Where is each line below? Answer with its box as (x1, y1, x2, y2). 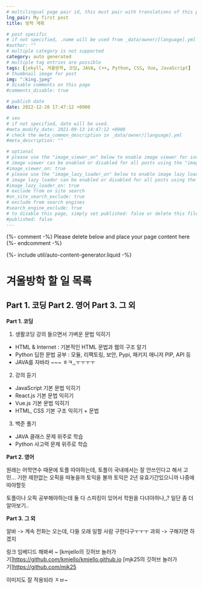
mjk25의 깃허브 (124, 556, 161, 563)
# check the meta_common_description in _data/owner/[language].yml (6, 132, 182, 138)
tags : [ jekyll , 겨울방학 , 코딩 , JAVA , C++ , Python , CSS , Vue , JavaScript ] (6, 65, 192, 71)
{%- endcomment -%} (6, 239, 62, 246)
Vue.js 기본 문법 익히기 (14, 399, 69, 406)
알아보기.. (6, 502, 29, 509)
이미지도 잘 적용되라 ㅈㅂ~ (6, 576, 68, 583)
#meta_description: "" (6, 138, 63, 144)
